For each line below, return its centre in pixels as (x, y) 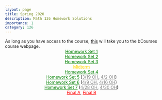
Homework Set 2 (81, 57)
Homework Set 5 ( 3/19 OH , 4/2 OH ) (81, 77)
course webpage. (23, 46)
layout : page (18, 9)
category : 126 (19, 28)
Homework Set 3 (81, 62)
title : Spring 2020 (25, 14)
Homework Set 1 (81, 52)
